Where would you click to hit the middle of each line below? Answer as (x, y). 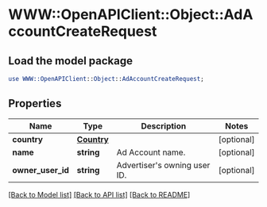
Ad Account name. (151, 152)
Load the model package (71, 61)
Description (164, 126)
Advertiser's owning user (163, 165)
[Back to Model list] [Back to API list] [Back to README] (99, 194)
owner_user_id (41, 170)
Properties (35, 103)
